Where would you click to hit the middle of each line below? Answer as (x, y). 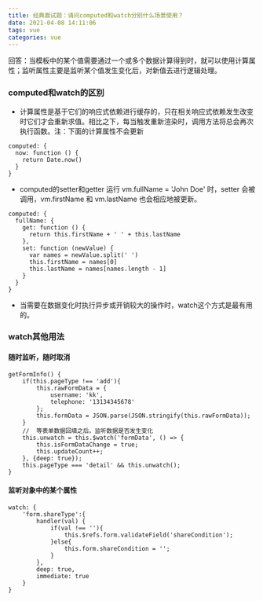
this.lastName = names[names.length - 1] (98, 269)
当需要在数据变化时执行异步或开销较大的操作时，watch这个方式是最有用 (136, 305)
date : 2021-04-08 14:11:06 (52, 23)
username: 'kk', (77, 395)
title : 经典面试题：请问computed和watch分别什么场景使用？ (96, 15)
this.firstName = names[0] (73, 262)
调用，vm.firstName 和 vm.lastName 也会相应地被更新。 (110, 199)
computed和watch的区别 (56, 93)
